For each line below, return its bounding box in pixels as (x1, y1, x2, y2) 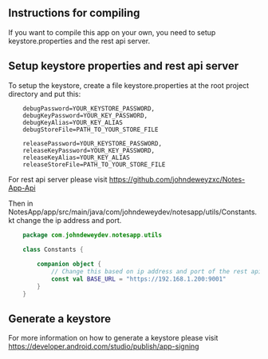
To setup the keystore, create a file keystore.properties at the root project (8, 80, 250, 90)
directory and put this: (8, 89, 81, 98)
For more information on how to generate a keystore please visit (8, 333, 219, 343)
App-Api (8, 183, 36, 193)
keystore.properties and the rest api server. (8, 36, 150, 46)
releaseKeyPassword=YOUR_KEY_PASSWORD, (22, 146, 156, 154)
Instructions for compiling (8, 6, 140, 20)
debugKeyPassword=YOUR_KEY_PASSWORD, (22, 111, 148, 119)
